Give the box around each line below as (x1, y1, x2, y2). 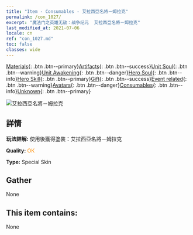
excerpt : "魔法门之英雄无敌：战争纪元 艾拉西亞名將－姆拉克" (6, 19, 140, 25)
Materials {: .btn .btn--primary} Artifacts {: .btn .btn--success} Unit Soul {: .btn (6, 63, 188, 70)
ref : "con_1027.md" (6, 36, 54, 42)
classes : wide (6, 47, 41, 53)
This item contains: (6, 207, 78, 217)
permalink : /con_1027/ (6, 14, 61, 20)
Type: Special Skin (6, 158, 51, 165)
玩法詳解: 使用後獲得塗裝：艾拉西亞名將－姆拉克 (6, 135, 122, 142)
